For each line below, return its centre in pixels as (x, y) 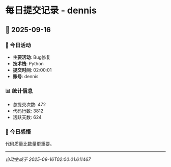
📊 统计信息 (19, 91)
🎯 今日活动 (18, 45)
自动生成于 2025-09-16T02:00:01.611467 (48, 159)
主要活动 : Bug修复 (32, 57)
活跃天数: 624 (27, 117)
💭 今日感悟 (18, 132)
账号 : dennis (25, 76)
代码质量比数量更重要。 (30, 144)
